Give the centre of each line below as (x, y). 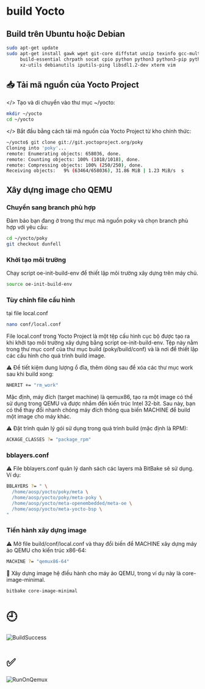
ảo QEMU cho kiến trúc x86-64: (46, 550)
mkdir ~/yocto (24, 114)
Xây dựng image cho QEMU (59, 190)
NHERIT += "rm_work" (33, 385)
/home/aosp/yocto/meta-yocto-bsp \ (57, 509)
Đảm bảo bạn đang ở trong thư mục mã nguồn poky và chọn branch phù (97, 221)
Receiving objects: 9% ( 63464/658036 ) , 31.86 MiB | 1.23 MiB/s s (95, 171)
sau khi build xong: (30, 374)
